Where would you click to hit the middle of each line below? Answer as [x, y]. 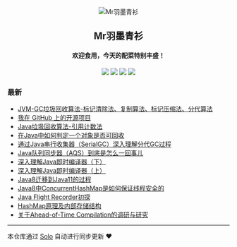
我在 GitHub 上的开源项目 [54, 117]
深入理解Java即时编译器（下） [62, 162]
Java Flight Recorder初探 [54, 197]
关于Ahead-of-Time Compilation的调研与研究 [83, 215]
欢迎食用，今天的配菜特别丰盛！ [119, 55]
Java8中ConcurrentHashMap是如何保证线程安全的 [91, 188]
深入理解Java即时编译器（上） [62, 170]
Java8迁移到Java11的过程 [54, 179]
